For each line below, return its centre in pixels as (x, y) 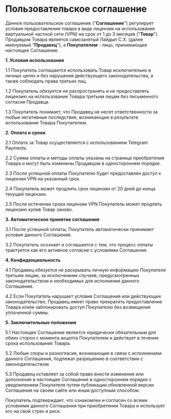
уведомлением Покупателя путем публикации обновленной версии (80, 385)
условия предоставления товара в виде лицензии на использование (80, 28)
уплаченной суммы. (27, 312)
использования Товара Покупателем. (46, 122)
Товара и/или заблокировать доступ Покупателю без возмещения (78, 307)
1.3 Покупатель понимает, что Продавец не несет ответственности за (82, 112)
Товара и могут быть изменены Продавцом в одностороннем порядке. (83, 163)
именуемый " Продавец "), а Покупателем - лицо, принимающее (76, 45)
